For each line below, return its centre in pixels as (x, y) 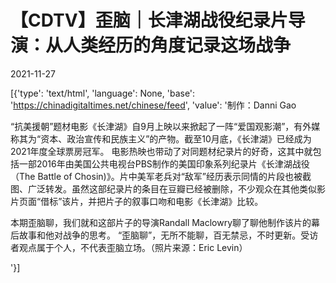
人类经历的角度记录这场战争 (177, 45)
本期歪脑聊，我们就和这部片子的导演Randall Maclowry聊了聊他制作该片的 (161, 222)
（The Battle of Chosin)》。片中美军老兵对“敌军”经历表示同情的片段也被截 (161, 176)
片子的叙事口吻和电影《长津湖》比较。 (184, 201)
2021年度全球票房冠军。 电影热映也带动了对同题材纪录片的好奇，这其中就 (161, 151)
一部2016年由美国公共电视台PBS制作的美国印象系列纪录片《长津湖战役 (164, 163)
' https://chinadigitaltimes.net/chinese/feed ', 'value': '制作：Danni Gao (153, 105)
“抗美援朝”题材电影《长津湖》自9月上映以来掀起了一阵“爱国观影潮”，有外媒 (165, 126)
